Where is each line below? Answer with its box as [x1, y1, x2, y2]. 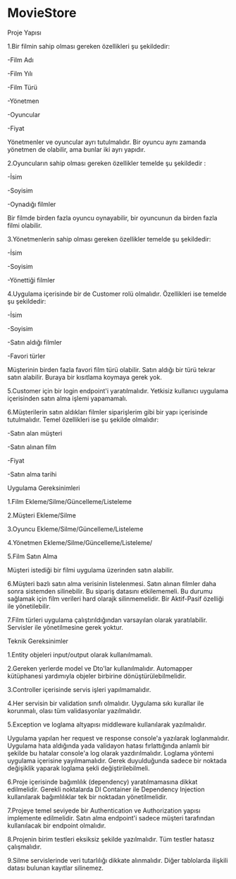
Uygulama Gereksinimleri [7, 484, 80, 492]
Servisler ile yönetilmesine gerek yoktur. [7, 623, 123, 631]
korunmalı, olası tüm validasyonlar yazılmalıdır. [7, 706, 142, 714]
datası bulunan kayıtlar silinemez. [7, 863, 104, 872]
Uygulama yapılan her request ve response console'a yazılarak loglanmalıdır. [7, 734, 230, 742]
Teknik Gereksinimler [7, 637, 69, 645]
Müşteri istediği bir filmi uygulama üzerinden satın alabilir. [7, 566, 174, 574]
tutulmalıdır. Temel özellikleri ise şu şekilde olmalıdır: [7, 415, 159, 424]
